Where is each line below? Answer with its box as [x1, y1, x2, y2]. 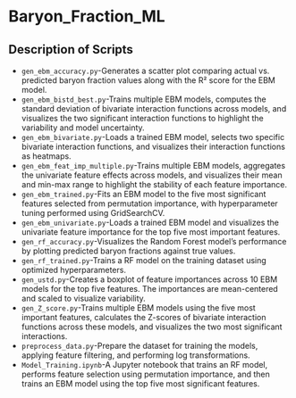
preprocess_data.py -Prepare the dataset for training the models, [21, 341, 258, 351]
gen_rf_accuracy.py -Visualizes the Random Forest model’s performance [21, 236, 287, 246]
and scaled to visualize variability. [21, 293, 147, 303]
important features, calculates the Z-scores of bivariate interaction [21, 312, 266, 322]
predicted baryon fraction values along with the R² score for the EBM [21, 75, 276, 86]
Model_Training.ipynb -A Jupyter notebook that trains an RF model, [21, 360, 268, 369]
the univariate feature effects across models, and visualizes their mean [21, 170, 283, 180]
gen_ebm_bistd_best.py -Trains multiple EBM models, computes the [21, 94, 266, 104]
